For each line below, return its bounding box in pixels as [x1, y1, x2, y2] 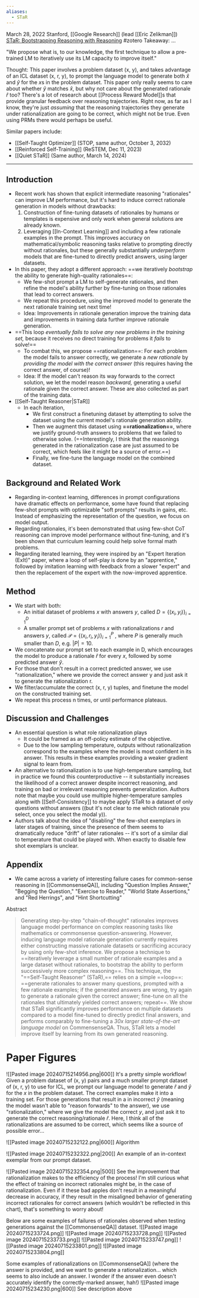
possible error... [6, 1127, 44, 1135]
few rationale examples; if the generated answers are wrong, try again [20, 987, 192, 994]
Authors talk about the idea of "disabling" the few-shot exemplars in [14, 817, 181, 824]
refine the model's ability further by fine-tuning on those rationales [23, 285, 187, 292]
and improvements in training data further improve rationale [23, 316, 169, 323]
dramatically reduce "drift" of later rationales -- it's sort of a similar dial [14, 830, 188, 837]
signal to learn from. [23, 760, 73, 767]
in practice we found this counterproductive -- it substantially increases [14, 773, 190, 780]
